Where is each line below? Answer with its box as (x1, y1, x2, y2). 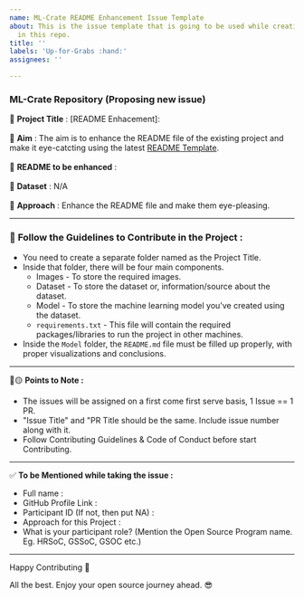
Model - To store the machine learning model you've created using (35, 299, 285, 310)
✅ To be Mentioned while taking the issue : (9, 470, 174, 480)
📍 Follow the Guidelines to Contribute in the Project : (9, 232, 243, 244)
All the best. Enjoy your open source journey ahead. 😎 (9, 579, 213, 590)
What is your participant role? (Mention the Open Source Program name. (22, 526, 293, 537)
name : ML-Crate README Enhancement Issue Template (9, 13, 204, 23)
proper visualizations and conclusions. (22, 347, 166, 358)
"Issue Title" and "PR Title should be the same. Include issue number (22, 414, 280, 425)
